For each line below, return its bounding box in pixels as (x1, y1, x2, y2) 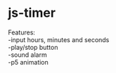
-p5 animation (8, 58, 49, 66)
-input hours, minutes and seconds (8, 35, 110, 44)
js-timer (8, 5, 56, 21)
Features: (8, 28, 36, 36)
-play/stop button (8, 43, 58, 51)
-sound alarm (8, 51, 48, 59)
